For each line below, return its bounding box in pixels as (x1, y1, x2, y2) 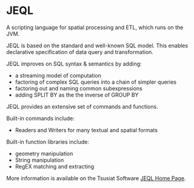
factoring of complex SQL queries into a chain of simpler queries (15, 78, 177, 86)
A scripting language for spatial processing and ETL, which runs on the (6, 24, 184, 31)
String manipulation (15, 156, 64, 164)
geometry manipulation (15, 150, 73, 157)
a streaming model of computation (15, 72, 102, 79)
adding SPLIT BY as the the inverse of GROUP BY (15, 91, 139, 98)
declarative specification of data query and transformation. (6, 48, 153, 55)
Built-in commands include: (6, 115, 75, 122)
